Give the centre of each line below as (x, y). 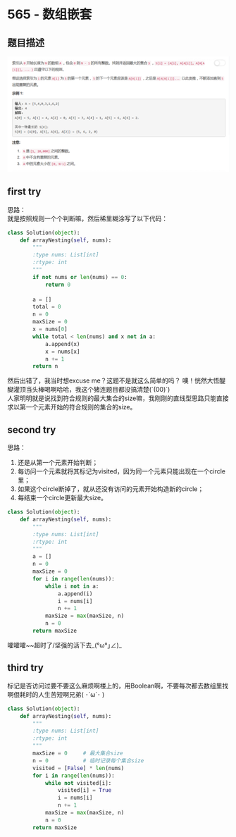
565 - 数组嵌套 (50, 14)
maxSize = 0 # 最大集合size (78, 754)
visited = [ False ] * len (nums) (79, 768)
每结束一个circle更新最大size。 (62, 498)
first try (24, 192)
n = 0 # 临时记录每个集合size (88, 761)
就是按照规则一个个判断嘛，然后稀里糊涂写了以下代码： (87, 218)
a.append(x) (62, 344)
